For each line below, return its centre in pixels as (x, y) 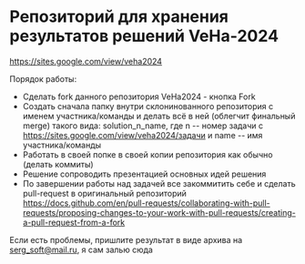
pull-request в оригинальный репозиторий (104, 193)
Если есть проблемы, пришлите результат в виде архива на (126, 239)
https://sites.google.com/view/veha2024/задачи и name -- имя (142, 135)
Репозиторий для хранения (119, 17)
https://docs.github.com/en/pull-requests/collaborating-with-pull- (146, 203)
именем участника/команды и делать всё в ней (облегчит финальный (159, 116)
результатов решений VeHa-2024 (144, 36)
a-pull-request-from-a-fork (74, 222)
